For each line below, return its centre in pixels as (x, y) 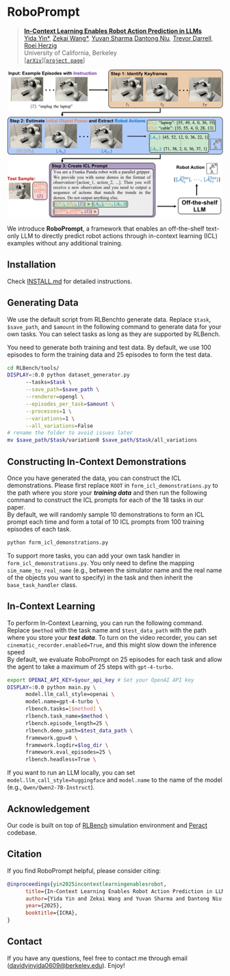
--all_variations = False (59, 426)
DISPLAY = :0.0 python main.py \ (52, 687)
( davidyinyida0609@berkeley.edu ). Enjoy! (66, 965)
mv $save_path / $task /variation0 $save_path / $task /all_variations (102, 440)
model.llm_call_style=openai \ (70, 694)
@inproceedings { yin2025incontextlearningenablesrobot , (87, 884)
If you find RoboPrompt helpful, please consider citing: (84, 870)
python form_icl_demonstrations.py (58, 543)
